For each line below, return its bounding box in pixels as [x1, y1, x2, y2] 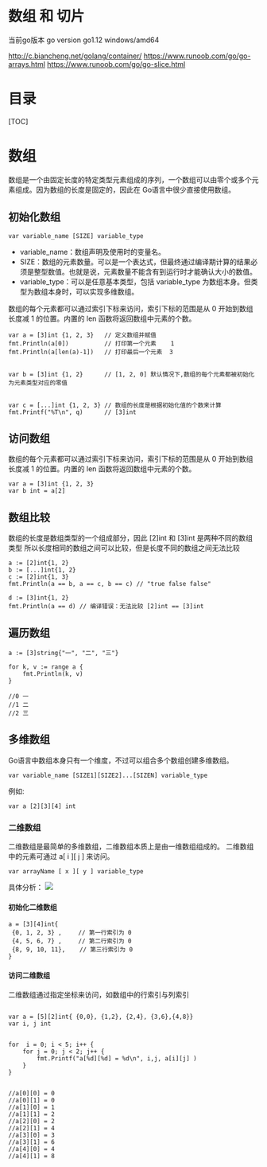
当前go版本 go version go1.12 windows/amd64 [8, 35, 160, 45]
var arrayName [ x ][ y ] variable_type [8, 868, 145, 876]
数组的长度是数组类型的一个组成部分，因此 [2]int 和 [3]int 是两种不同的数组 [8, 533, 253, 543]
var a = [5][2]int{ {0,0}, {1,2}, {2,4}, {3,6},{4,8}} [8, 1013, 194, 1021]
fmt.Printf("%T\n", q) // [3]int [8, 408, 137, 416]
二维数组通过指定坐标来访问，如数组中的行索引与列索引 [8, 989, 189, 999]
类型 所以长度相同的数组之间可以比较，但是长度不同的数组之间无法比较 [8, 543, 240, 553]
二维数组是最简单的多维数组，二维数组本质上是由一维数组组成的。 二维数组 [8, 841, 254, 852]
